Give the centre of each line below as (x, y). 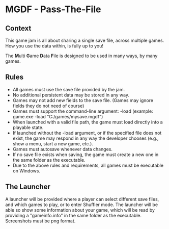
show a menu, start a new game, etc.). (53, 143)
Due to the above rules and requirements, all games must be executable (88, 165)
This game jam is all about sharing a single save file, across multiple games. (85, 40)
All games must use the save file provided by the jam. (69, 89)
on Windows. (26, 171)
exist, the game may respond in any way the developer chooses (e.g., (86, 138)
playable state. (28, 127)
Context (18, 28)
